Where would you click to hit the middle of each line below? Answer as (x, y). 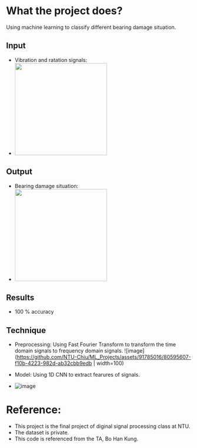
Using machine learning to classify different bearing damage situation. (91, 27)
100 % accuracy (34, 312)
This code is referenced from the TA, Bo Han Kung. (76, 439)
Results (20, 297)
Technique (26, 330)
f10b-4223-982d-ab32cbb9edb (53, 363)
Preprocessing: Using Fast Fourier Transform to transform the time (95, 345)
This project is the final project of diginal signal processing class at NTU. (102, 426)
